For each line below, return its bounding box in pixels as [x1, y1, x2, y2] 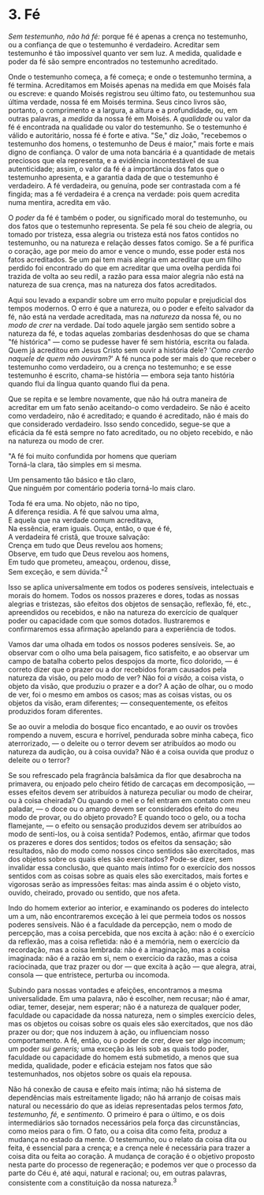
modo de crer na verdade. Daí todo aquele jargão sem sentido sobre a [8, 320, 236, 329]
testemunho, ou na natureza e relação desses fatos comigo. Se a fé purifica [8, 238, 255, 248]
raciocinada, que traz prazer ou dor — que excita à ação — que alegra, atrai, [8, 962, 257, 971]
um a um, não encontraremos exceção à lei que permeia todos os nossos [8, 911, 247, 921]
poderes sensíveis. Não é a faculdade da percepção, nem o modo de [8, 920, 232, 929]
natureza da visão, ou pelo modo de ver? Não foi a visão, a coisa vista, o [8, 672, 244, 683]
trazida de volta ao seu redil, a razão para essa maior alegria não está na [8, 271, 244, 281]
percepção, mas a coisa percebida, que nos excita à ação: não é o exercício [8, 928, 255, 937]
